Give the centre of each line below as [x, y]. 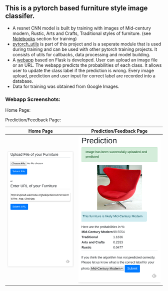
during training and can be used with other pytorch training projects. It [85, 49]
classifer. [20, 16]
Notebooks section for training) [44, 38]
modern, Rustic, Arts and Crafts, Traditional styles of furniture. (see [82, 33]
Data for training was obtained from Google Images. [66, 86]
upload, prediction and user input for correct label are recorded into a [84, 76]
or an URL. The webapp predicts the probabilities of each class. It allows [87, 65]
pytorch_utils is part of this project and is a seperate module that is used [87, 44]
